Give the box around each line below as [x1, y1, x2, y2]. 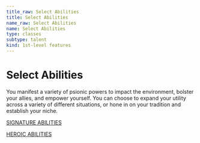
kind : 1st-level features [6, 43, 71, 49]
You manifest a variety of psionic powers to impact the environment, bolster [6, 88, 194, 95]
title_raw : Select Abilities [6, 8, 79, 15]
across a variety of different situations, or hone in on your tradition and [6, 100, 181, 108]
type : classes [6, 31, 42, 37]
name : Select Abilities [6, 25, 66, 32]
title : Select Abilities [6, 14, 68, 20]
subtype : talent [6, 37, 47, 43]
